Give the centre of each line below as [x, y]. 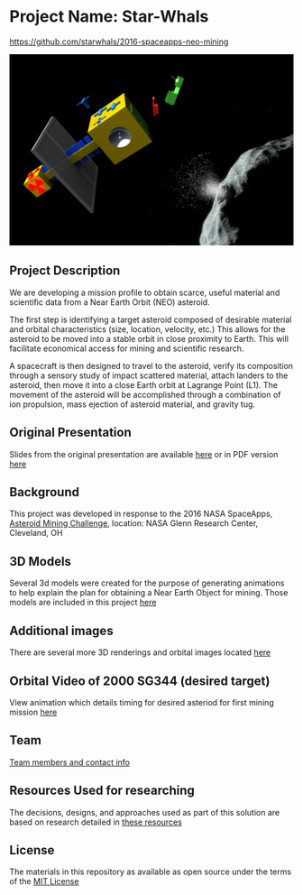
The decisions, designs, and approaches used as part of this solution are [145, 812]
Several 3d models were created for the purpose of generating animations [147, 583]
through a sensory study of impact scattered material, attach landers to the [149, 375]
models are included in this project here [83, 603]
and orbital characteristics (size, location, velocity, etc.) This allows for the [147, 329]
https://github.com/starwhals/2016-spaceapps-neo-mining [119, 42]
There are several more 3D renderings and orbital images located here [140, 652]
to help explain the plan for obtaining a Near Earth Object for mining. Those [149, 593]
